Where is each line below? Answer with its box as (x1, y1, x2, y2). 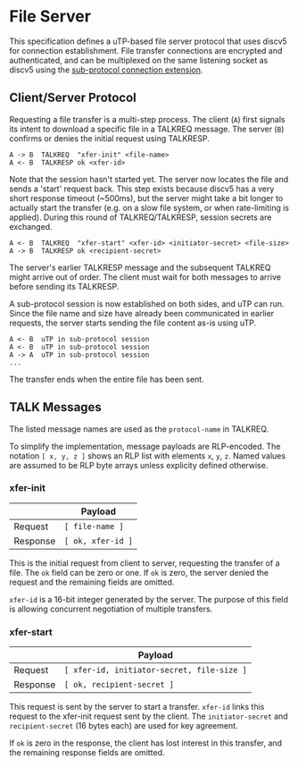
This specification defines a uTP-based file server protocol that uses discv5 (9, 36, 287, 46)
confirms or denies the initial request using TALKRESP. (9, 132, 210, 144)
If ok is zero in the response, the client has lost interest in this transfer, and (9, 737, 283, 748)
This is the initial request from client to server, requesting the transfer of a (9, 557, 280, 569)
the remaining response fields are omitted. (9, 747, 165, 758)
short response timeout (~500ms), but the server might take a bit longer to (9, 192, 284, 203)
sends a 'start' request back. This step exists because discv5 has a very (9, 183, 275, 194)
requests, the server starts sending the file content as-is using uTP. (9, 317, 257, 328)
